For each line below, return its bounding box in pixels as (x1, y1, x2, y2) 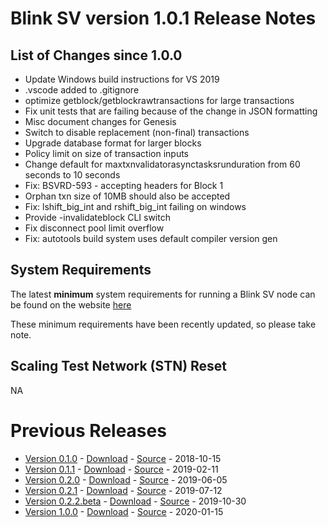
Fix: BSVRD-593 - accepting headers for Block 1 (24, 180, 224, 191)
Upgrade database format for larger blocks (24, 137, 202, 149)
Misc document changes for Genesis (24, 116, 177, 127)
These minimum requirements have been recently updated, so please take (10, 318, 317, 330)
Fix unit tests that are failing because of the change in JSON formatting (24, 105, 318, 117)
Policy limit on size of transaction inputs (24, 148, 189, 159)
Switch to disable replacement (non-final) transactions (24, 127, 250, 138)
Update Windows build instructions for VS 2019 (24, 73, 220, 85)
